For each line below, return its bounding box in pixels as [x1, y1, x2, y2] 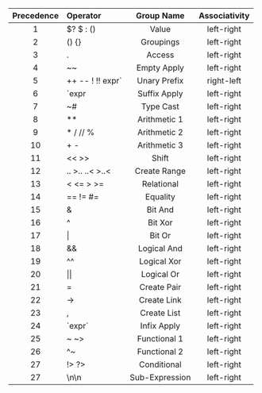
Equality [145, 191, 176, 202]
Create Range [134, 166, 187, 176]
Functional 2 [137, 346, 184, 356]
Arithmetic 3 [137, 140, 184, 150]
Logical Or [141, 269, 180, 279]
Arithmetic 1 [137, 114, 184, 125]
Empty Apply [136, 63, 185, 73]
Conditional [138, 359, 182, 370]
